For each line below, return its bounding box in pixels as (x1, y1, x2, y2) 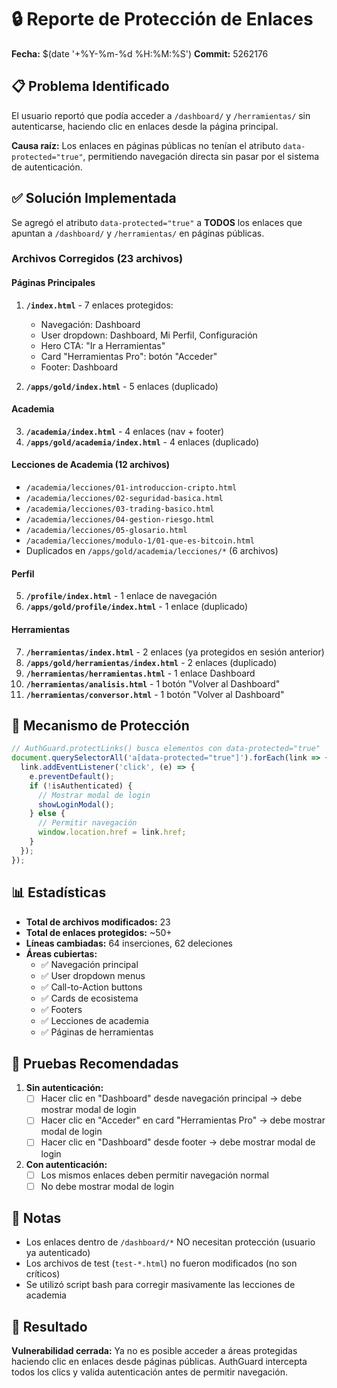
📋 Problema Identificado (11, 78, 170, 95)
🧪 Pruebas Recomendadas (11, 1055, 179, 1072)
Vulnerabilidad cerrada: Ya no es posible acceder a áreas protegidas (11, 1345, 298, 1357)
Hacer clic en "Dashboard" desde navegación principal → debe (40, 1092, 303, 1105)
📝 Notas (11, 1210, 62, 1227)
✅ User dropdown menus (40, 969, 146, 981)
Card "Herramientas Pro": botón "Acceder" (40, 350, 218, 362)
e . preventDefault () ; (29, 771, 115, 781)
